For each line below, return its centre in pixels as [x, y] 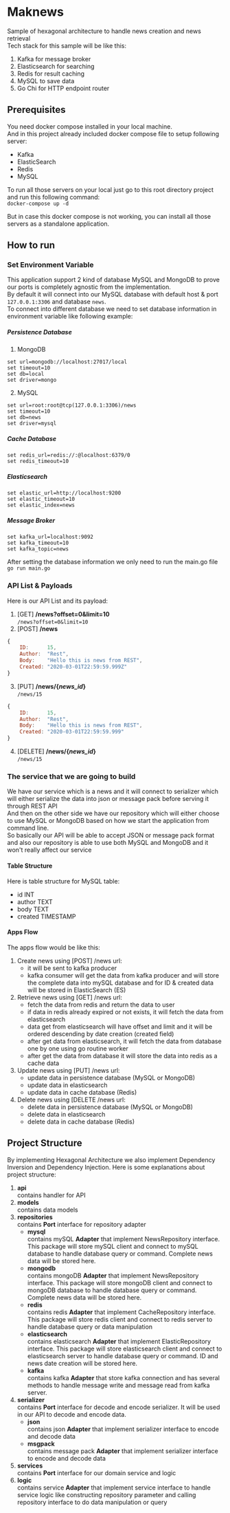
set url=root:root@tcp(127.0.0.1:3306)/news [72, 406]
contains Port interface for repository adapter [81, 1224]
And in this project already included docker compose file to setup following [113, 133]
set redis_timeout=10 [38, 462]
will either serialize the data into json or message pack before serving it [108, 799]
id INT [26, 894]
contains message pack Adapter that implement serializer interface [123, 1451]
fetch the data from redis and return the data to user [101, 1005]
